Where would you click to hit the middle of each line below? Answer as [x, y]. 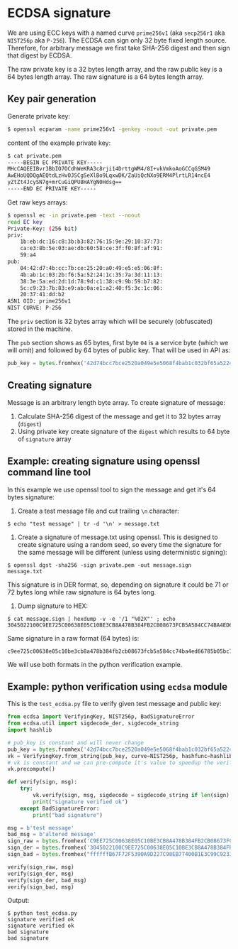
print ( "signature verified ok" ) [81, 802]
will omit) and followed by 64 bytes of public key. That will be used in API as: [119, 350]
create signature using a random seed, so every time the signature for [119, 544]
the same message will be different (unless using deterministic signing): [123, 552]
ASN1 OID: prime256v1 [39, 301]
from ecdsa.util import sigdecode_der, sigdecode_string [93, 723]
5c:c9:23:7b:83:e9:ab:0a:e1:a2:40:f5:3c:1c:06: [91, 288]
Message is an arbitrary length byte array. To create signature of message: [116, 402]
